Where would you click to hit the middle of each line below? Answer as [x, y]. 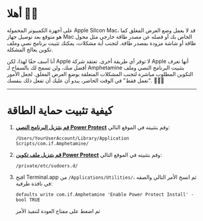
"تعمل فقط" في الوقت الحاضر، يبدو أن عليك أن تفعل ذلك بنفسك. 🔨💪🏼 [86, 80]
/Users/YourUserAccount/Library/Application [72, 138]
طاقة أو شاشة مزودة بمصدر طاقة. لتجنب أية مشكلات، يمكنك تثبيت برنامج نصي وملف [101, 43]
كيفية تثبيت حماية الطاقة [60, 111]
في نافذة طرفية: [34, 183]
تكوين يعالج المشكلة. [30, 50]
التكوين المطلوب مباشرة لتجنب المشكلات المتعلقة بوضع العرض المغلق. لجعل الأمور [100, 74]
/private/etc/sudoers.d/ [47, 166]
